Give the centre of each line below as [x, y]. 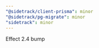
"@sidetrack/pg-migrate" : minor [45, 17]
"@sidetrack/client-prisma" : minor [49, 11]
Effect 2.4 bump [25, 39]
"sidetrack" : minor [30, 22]
